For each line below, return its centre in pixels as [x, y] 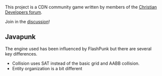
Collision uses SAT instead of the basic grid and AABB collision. [76, 63]
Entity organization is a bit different [47, 68]
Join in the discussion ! [27, 22]
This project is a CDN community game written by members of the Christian [81, 7]
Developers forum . [24, 12]
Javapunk [20, 37]
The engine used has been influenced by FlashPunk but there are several [78, 49]
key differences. [21, 54]
